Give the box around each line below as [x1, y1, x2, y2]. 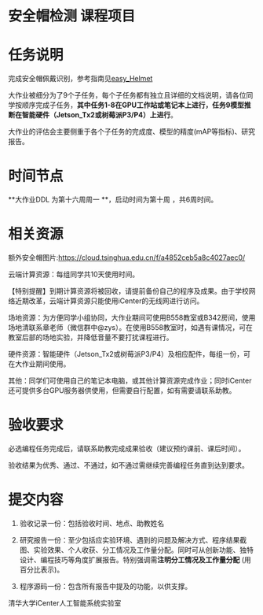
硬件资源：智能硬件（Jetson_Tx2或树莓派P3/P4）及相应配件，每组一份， [8, 350, 244, 358]
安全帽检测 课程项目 [8, 7, 136, 25]
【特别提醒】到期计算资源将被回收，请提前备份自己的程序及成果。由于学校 [8, 287, 249, 295]
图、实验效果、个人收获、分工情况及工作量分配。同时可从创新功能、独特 [19, 545, 254, 554]
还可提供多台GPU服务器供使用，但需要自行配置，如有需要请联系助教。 [8, 386, 236, 395]
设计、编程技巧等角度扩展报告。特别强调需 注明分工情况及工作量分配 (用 [19, 554, 251, 564]
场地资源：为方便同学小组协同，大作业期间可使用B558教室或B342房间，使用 [8, 313, 256, 322]
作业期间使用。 [21, 359, 71, 369]
